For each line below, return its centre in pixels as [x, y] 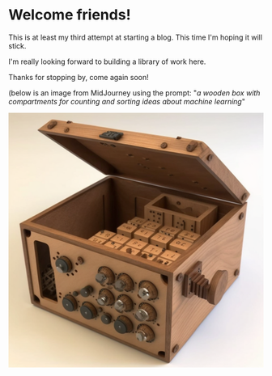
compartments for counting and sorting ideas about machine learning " [127, 101]
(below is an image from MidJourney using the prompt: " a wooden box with [134, 93]
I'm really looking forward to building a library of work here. [107, 61]
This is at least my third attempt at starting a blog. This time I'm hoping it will [136, 37]
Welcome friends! [70, 15]
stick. [17, 45]
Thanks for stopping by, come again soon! [79, 77]
